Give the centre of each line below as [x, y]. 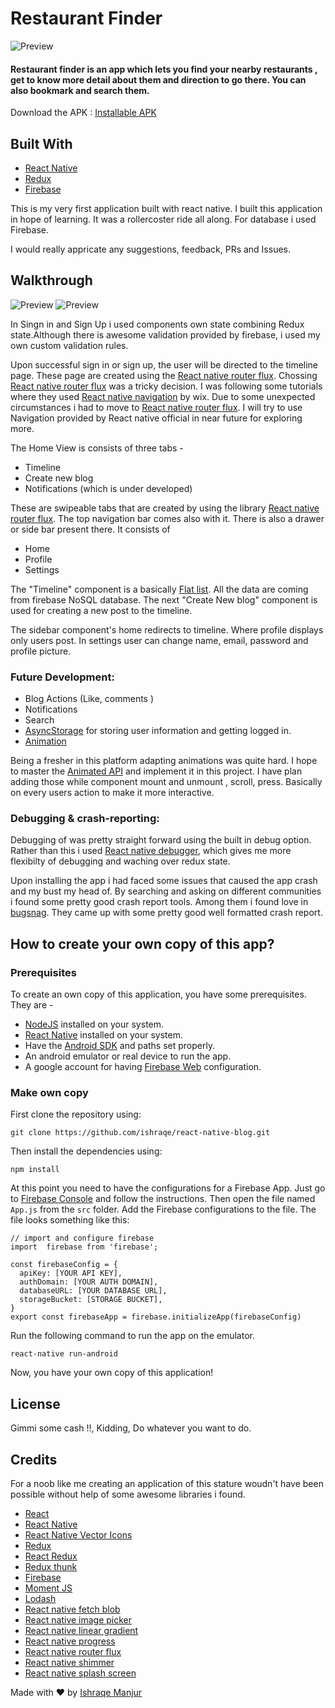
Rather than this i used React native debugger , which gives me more [151, 851]
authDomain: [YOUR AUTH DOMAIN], [89, 1282]
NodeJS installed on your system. [94, 1024]
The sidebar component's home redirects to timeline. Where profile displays [167, 629]
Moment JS [48, 1588]
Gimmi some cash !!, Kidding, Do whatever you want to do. [131, 1428]
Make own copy [49, 1092]
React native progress [70, 1641]
